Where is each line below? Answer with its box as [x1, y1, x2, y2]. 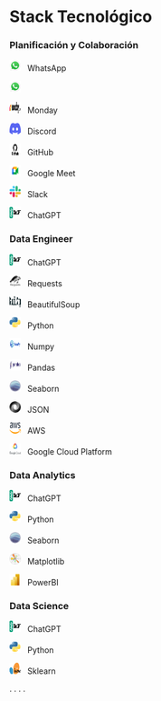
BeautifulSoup [26, 298, 80, 310]
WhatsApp [26, 63, 67, 74]
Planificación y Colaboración [9, 39, 139, 52]
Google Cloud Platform [26, 446, 113, 456]
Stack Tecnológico [9, 6, 153, 27]
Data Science [9, 600, 70, 612]
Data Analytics [9, 468, 76, 481]
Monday [26, 105, 59, 115]
